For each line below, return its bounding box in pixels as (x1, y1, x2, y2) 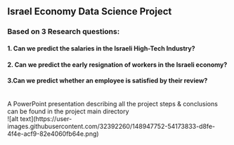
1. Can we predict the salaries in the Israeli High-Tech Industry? (7, 44, 195, 52)
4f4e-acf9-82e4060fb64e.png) (7, 130, 100, 138)
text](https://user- (20, 114, 72, 122)
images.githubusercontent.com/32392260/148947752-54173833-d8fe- (7, 122, 216, 130)
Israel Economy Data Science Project (7, 6, 172, 18)
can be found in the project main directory (7, 107, 129, 115)
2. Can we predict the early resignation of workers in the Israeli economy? (7, 60, 228, 69)
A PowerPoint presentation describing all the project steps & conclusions (7, 99, 218, 108)
